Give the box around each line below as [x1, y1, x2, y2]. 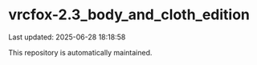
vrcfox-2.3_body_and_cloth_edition [8, 6, 251, 24]
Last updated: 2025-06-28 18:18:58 [8, 32, 126, 42]
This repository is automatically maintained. [8, 47, 153, 57]
